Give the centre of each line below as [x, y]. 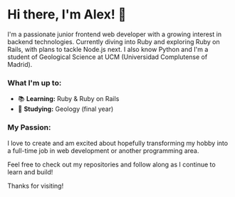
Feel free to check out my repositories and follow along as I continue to [111, 164]
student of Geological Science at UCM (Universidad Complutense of [108, 57]
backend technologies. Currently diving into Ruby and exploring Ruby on [114, 41]
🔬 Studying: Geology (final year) [66, 109]
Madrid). [20, 64]
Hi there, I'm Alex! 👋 [67, 15]
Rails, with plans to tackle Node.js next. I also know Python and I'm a [108, 49]
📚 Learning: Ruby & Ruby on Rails [68, 99]
